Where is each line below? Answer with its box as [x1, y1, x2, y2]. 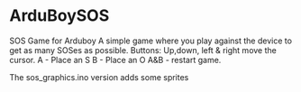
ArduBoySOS [9, 5, 110, 26]
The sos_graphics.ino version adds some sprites [9, 71, 189, 82]
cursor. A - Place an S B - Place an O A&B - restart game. [9, 54, 222, 65]
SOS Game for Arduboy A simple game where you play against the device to [9, 35, 293, 46]
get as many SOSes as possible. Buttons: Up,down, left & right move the [9, 44, 277, 55]
